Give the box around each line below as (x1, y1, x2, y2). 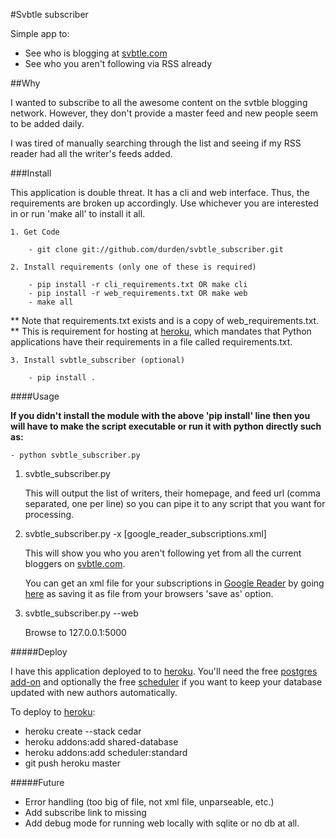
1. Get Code (10, 227, 60, 237)
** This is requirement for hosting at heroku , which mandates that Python (10, 325, 312, 337)
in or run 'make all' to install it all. (10, 208, 146, 219)
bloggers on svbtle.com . (24, 558, 126, 569)
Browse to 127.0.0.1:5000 (24, 627, 127, 638)
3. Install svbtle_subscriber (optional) (10, 355, 186, 365)
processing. (24, 509, 75, 520)
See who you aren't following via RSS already (24, 58, 213, 69)
